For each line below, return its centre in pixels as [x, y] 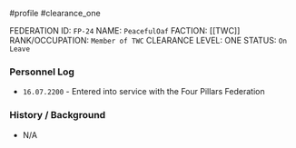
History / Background [58, 115]
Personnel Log [42, 72]
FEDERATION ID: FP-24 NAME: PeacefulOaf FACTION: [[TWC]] [125, 30]
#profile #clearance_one [55, 13]
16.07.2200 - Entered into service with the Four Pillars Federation [143, 92]
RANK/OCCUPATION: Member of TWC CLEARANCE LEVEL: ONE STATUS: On [148, 40]
